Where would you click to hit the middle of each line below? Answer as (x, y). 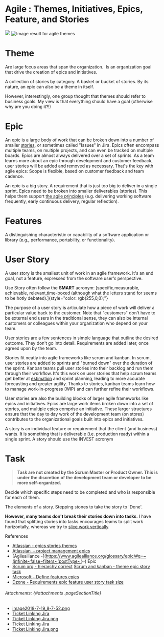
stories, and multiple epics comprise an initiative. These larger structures (79, 409)
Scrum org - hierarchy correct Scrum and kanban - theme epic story (81, 566)
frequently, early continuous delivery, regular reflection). (62, 201)
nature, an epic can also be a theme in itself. (50, 87)
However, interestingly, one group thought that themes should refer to (75, 96)
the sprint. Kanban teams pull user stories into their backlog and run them (79, 368)
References (17, 536)
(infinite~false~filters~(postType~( (47, 561)
